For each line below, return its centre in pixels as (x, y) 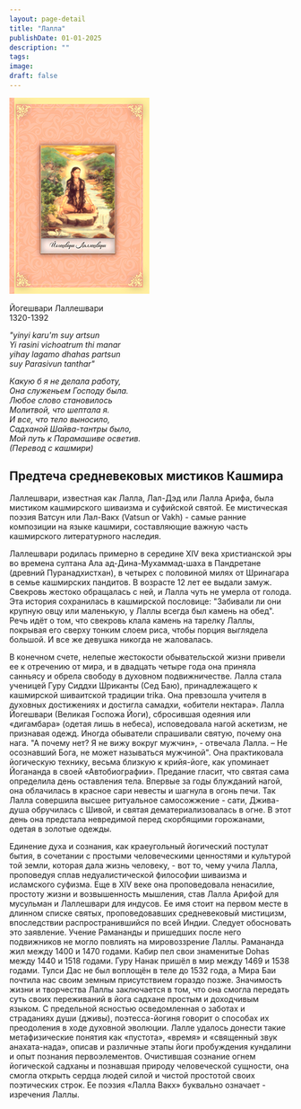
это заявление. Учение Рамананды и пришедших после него (125, 932)
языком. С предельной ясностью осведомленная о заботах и (127, 1008)
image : (21, 67)
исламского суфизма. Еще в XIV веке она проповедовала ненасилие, (142, 884)
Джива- (264, 800)
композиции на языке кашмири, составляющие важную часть (129, 527)
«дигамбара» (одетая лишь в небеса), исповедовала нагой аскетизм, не (149, 723)
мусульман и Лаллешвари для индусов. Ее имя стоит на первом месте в (149, 903)
